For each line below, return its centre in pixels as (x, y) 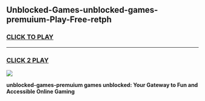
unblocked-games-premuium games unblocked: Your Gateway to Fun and (102, 84)
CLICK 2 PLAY (27, 60)
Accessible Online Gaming (41, 91)
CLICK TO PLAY (30, 37)
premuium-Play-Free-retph (59, 20)
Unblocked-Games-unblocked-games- (82, 10)
